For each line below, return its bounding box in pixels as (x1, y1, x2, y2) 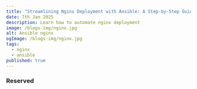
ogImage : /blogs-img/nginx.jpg (6, 36, 83, 42)
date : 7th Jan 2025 (6, 14, 54, 20)
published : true (6, 57, 46, 63)
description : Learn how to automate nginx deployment (6, 19, 141, 25)
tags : (6, 42, 19, 47)
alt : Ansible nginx (6, 30, 54, 36)
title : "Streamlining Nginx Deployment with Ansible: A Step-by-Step (6, 8, 180, 15)
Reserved (6, 77, 34, 85)
